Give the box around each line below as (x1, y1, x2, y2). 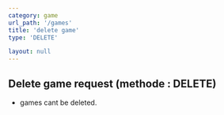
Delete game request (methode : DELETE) (8, 76, 217, 91)
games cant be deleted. (19, 98, 97, 107)
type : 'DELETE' (8, 33, 59, 42)
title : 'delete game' (8, 26, 80, 34)
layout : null (8, 48, 51, 56)
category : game (8, 11, 59, 20)
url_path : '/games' (8, 19, 73, 27)
